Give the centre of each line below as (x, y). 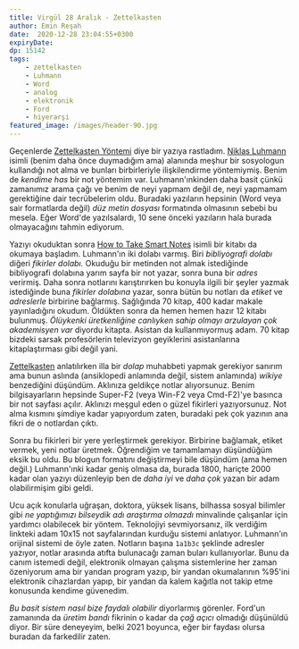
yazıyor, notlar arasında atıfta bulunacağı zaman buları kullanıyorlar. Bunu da (149, 552)
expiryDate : (31, 42)
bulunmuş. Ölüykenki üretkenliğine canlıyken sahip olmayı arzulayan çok (143, 320)
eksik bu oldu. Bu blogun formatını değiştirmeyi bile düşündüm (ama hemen (148, 459)
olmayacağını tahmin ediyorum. (67, 227)
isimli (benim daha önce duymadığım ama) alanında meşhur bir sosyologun (147, 160)
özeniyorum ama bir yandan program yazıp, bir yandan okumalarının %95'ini (149, 572)
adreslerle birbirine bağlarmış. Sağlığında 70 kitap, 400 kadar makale (136, 301)
